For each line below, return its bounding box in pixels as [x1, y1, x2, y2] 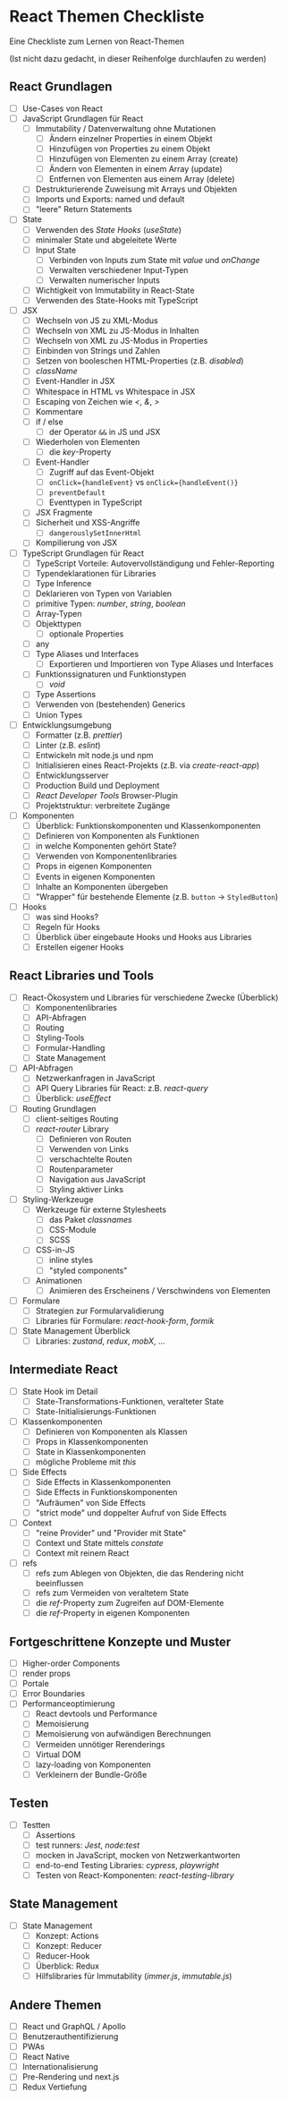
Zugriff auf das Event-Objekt [48, 467, 155, 477]
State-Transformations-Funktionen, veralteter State [35, 1396, 224, 1406]
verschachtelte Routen [48, 1153, 132, 1165]
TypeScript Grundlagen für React [21, 548, 145, 559]
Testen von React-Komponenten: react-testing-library [35, 1869, 234, 1881]
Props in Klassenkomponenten [35, 1437, 148, 1448]
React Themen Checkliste [9, 6, 205, 27]
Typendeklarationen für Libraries [35, 568, 156, 578]
